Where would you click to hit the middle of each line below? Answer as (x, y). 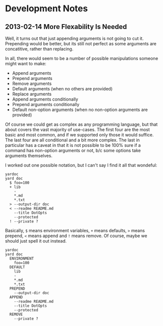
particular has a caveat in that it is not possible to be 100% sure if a (73, 145)
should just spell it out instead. (36, 241)
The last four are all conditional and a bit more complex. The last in (72, 140)
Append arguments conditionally (45, 99)
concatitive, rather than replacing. (39, 49)
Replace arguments (32, 94)
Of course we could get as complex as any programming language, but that (81, 124)
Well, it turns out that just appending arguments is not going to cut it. (74, 38)
